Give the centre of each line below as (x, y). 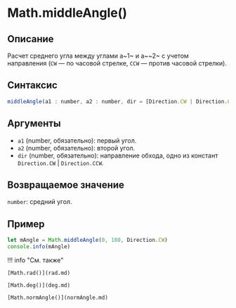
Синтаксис (32, 85)
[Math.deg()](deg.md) (39, 285)
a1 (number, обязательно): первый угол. (77, 140)
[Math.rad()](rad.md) (39, 273)
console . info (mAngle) (39, 247)
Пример (26, 224)
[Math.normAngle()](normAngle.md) (58, 297)
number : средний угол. (40, 202)
